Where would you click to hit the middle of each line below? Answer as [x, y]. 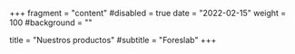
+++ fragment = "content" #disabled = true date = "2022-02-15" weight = [148, 13]
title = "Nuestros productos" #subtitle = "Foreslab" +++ [113, 40]
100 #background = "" [51, 22]
